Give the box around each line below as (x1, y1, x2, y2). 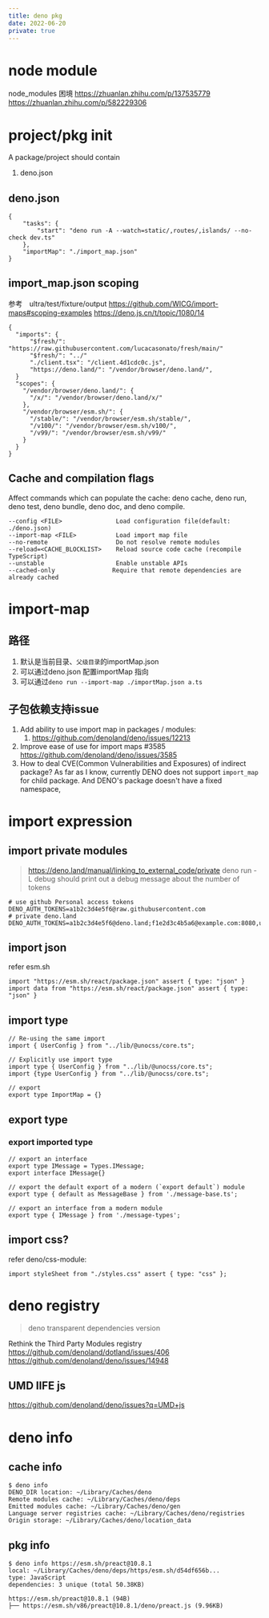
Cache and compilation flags (8, 471, 155, 486)
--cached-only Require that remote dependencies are (8, 566, 242, 574)
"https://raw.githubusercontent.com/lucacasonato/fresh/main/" (8, 344, 224, 353)
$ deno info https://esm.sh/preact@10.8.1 (8, 1559, 152, 1568)
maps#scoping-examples (8, 308, 93, 317)
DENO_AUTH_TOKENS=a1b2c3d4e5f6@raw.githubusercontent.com (8, 905, 206, 913)
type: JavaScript (8, 1574, 66, 1582)
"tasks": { (22, 220, 59, 228)
